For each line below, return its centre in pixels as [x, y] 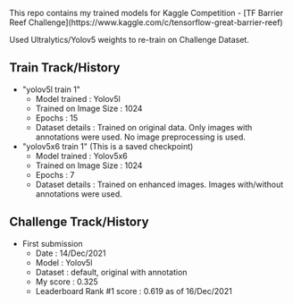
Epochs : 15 [57, 118]
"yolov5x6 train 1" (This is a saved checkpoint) [108, 146]
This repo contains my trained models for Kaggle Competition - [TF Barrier [146, 13]
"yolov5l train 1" [51, 89]
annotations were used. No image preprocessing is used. [140, 137]
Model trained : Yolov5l [78, 98]
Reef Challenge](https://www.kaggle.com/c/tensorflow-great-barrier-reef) [146, 22]
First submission [52, 243]
